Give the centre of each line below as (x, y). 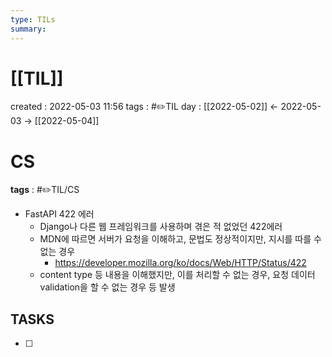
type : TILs (33, 19)
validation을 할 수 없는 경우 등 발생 (107, 287)
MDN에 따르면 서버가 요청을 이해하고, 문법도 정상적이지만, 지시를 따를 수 (180, 239)
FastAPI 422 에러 (59, 214)
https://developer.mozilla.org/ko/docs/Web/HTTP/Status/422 (180, 263)
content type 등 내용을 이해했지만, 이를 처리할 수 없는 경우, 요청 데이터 (177, 275)
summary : (28, 29)
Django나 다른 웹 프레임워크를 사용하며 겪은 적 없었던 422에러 (161, 227)
